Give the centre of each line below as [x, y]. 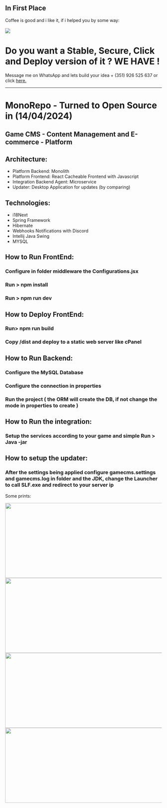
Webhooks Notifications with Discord [50, 231]
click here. [16, 80]
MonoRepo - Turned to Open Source [81, 105]
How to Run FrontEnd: [40, 257]
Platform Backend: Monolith [41, 171]
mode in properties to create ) [42, 405]
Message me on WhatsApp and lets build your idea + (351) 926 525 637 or [82, 75]
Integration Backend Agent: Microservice [54, 182]
